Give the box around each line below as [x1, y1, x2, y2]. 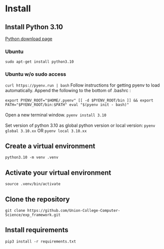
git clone [5, 208, 26, 213]
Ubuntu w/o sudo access [5, 71, 67, 78]
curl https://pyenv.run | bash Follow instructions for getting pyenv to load [5, 82, 160, 88]
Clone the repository [5, 195, 70, 203]
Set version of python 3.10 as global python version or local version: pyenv [5, 122, 156, 128]
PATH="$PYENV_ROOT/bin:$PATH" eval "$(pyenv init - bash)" [5, 102, 129, 107]
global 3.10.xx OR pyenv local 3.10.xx [5, 127, 87, 134]
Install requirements [5, 226, 69, 234]
